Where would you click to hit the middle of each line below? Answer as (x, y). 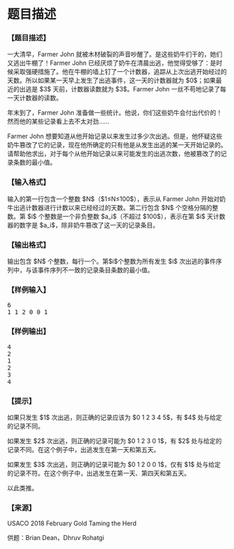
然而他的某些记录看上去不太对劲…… (58, 121)
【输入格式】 (29, 182)
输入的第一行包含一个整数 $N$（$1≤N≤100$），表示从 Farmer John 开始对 (114, 199)
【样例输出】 (29, 331)
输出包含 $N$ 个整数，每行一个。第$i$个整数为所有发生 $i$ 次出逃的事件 (111, 262)
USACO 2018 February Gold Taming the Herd (72, 523)
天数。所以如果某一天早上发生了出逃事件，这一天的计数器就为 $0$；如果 (111, 80)
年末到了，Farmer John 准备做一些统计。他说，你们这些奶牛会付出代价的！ (115, 113)
